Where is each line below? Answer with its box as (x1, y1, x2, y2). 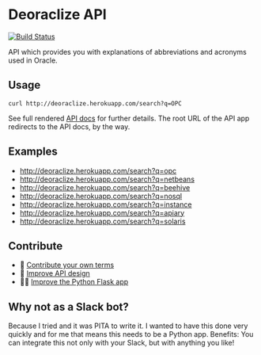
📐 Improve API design (19, 269, 91, 278)
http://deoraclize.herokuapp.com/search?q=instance (19, 200, 192, 209)
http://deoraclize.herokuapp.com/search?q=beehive (19, 182, 191, 192)
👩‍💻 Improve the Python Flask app (19, 277, 129, 287)
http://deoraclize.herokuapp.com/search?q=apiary (19, 208, 185, 217)
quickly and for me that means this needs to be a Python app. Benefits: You (8, 330, 254, 339)
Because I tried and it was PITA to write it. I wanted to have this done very (8, 321, 248, 330)
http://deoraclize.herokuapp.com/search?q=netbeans (19, 174, 195, 184)
